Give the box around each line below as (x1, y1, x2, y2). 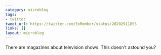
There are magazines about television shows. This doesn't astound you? (5, 44, 156, 50)
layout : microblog (5, 30, 44, 35)
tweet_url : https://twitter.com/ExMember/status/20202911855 (5, 21, 137, 26)
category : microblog (5, 7, 49, 12)
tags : (5, 12, 17, 17)
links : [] (5, 26, 26, 31)
